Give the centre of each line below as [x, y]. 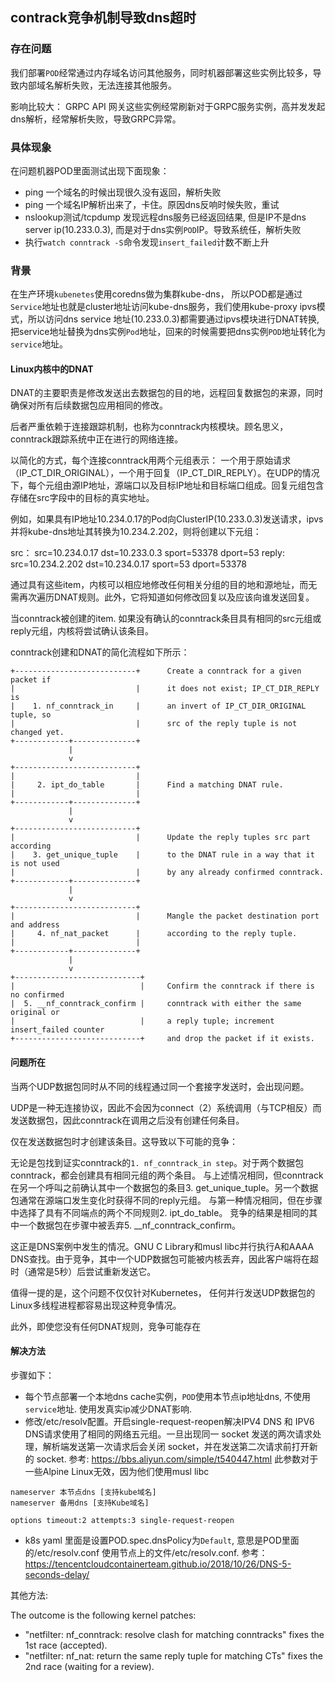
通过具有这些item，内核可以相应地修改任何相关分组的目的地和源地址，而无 [164, 585]
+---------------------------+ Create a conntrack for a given [156, 671]
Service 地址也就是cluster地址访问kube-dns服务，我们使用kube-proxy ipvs [163, 307]
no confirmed [37, 995]
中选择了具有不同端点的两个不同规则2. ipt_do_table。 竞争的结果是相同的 [160, 1212]
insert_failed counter [57, 1030]
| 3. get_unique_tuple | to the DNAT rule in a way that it [162, 855]
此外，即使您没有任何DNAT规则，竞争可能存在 [106, 1326]
